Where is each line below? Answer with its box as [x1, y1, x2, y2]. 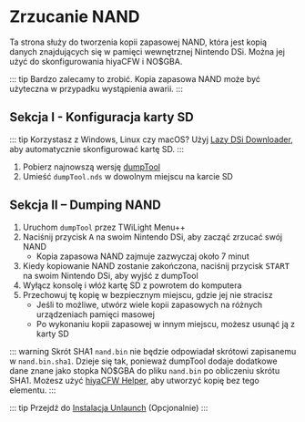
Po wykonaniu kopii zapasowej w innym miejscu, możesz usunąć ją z [36, 318, 296, 329]
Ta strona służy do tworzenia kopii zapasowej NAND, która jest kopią [9, 36, 267, 47]
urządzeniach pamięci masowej [36, 308, 155, 320]
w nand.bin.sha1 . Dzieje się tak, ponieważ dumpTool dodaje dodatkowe [9, 355, 278, 366]
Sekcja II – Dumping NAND [9, 198, 161, 213]
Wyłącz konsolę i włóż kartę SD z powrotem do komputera [22, 280, 242, 291]
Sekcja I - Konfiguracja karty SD [9, 109, 194, 125]
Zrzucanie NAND [9, 6, 140, 27]
